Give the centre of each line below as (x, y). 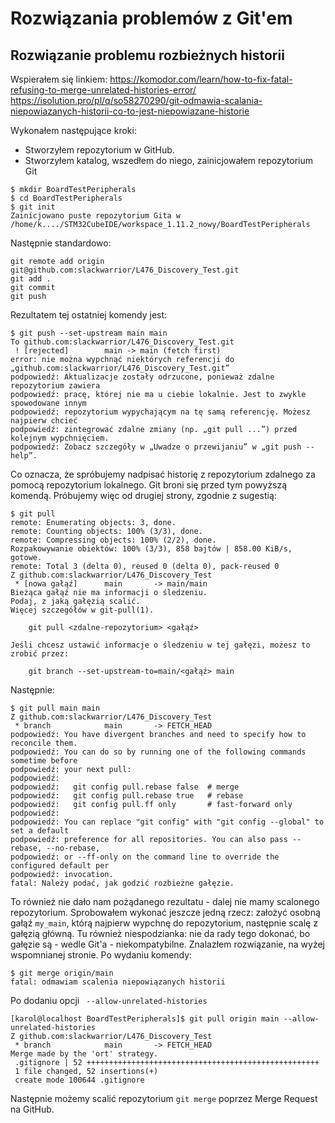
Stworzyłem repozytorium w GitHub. (99, 150)
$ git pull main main (55, 708)
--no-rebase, (73, 848)
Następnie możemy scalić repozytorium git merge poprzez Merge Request (164, 1098)
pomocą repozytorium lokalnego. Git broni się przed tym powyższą (149, 485)
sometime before (44, 761)
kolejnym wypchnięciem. (60, 438)
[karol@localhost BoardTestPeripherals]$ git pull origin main (145, 1019)
